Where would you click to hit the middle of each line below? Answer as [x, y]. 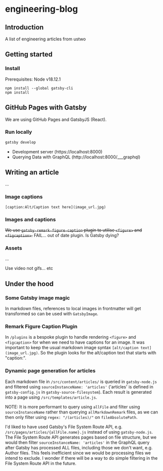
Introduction [24, 27]
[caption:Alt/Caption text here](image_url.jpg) [56, 207]
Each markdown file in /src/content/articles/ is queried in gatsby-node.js [81, 382]
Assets [14, 248]
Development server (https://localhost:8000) [57, 151]
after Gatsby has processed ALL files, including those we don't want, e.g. [79, 447]
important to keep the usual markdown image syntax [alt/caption [72, 348]
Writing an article [32, 172]
